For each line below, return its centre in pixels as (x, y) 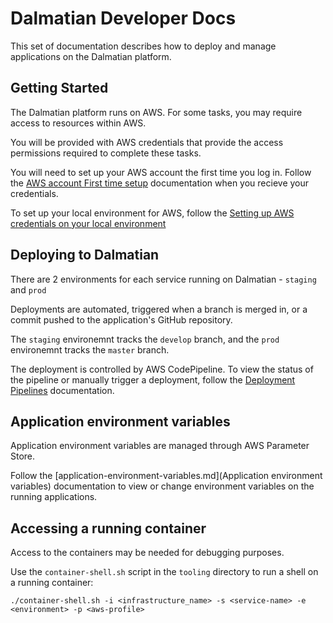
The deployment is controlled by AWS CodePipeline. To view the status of (162, 369)
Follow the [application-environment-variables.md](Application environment (166, 476)
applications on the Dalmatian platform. (91, 56)
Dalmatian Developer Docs (123, 18)
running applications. (54, 497)
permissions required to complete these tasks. (106, 153)
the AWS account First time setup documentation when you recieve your (160, 183)
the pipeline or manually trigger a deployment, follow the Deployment (153, 379)
